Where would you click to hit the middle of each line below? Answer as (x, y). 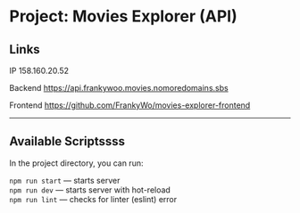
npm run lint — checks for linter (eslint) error (93, 199)
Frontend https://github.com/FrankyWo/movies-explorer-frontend (130, 105)
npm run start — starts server (65, 180)
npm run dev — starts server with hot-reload (90, 190)
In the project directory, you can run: (76, 163)
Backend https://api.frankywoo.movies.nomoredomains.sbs (119, 88)
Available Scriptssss (67, 141)
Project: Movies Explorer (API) (124, 16)
